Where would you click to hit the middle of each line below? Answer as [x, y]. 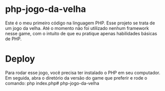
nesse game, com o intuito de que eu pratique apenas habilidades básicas [81, 33]
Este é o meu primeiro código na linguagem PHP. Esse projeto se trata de [80, 23]
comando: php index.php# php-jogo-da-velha [52, 83]
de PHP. [13, 39]
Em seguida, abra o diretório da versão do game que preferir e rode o [76, 78]
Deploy [20, 59]
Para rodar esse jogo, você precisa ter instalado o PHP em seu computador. [83, 73]
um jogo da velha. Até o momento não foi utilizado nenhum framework [77, 28]
